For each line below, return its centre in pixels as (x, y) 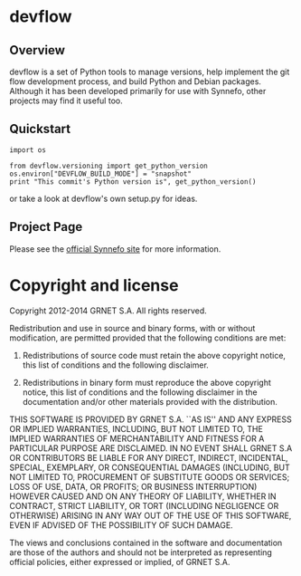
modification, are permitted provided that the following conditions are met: (148, 338)
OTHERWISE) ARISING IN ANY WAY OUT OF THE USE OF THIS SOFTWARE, (150, 515)
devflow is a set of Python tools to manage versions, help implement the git (150, 72)
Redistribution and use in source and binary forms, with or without (132, 328)
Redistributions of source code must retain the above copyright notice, (154, 355)
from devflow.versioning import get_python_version (108, 166)
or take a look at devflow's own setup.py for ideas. (103, 198)
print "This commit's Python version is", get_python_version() (133, 182)
